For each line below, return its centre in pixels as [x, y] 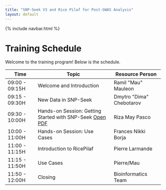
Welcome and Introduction [68, 86]
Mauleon [124, 89]
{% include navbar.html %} [33, 28]
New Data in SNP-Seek [65, 100]
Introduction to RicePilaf [66, 149]
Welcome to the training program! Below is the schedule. [63, 62]
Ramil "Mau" [128, 83]
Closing [47, 177]
